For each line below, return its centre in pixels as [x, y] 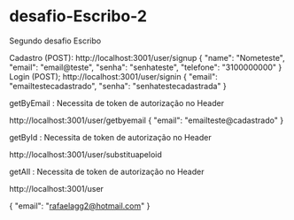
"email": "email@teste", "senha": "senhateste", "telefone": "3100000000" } [146, 67]
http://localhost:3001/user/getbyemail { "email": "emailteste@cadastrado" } [147, 120]
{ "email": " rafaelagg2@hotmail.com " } [80, 206]
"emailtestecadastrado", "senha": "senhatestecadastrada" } [118, 86]
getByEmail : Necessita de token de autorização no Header [116, 102]
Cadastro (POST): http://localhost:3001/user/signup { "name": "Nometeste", [147, 57]
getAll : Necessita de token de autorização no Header [107, 171]
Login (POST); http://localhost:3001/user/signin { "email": [114, 76]
